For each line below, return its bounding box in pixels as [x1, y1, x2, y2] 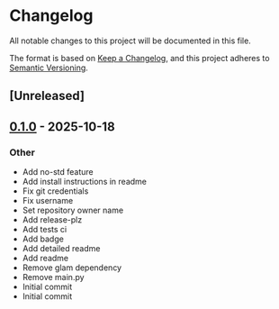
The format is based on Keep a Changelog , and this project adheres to [9, 52, 270, 63]
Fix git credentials [22, 186, 89, 196]
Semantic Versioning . [9, 62, 88, 73]
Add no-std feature [22, 167, 94, 177]
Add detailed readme [22, 243, 101, 254]
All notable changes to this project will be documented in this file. [9, 35, 252, 46]
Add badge [22, 233, 65, 244]
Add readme [22, 253, 69, 264]
